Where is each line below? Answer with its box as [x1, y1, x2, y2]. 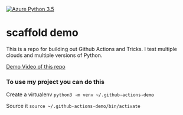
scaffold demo [6, 26, 79, 39]
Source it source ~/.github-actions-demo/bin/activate [6, 103, 140, 110]
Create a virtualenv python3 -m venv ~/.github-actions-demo [6, 91, 155, 98]
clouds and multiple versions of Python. [6, 52, 103, 59]
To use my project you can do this [6, 77, 105, 86]
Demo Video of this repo [6, 63, 66, 70]
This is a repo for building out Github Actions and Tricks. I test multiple [6, 45, 177, 52]
